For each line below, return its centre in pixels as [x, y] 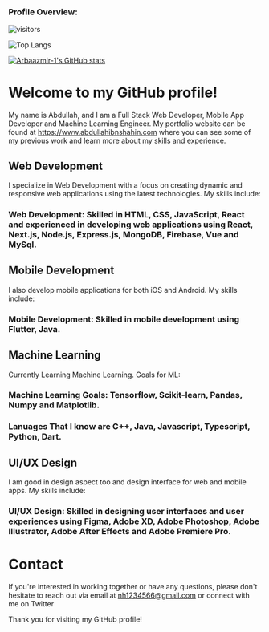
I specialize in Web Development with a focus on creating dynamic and [125, 185]
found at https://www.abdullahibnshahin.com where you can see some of [130, 132]
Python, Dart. [35, 437]
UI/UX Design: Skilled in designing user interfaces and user [126, 512]
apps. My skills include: [47, 491]
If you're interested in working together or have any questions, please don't [133, 587]
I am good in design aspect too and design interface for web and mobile [127, 482]
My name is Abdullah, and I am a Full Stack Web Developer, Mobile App [126, 115]
